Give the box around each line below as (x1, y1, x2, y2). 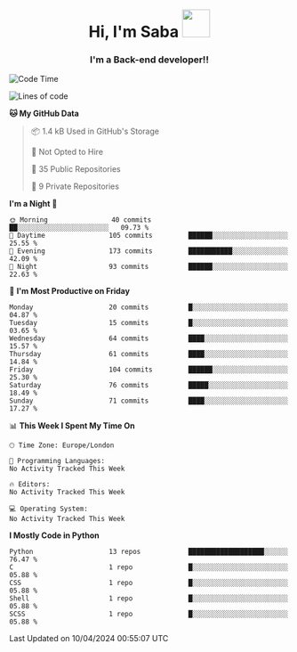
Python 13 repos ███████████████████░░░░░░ (9, 548, 289, 557)
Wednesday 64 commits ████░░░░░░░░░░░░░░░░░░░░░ (9, 334, 289, 343)
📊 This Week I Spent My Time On (9, 420, 135, 431)
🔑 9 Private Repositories (30, 181, 120, 192)
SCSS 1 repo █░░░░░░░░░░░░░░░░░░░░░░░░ (9, 610, 289, 619)
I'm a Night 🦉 (9, 199, 58, 209)
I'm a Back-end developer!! (90, 53, 209, 66)
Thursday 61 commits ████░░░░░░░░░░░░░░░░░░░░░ (9, 350, 289, 359)
